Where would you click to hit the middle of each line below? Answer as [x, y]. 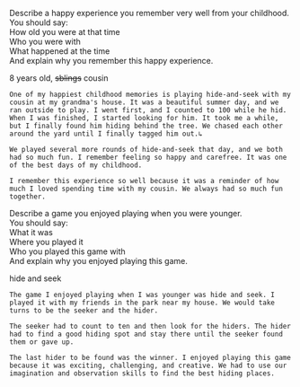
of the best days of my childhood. [76, 165]
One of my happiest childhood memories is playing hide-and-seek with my [150, 94]
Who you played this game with [67, 251]
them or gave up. [42, 342]
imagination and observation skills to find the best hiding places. [142, 374]
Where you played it [46, 242]
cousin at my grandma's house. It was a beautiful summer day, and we [144, 102]
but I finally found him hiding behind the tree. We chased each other [146, 126]
